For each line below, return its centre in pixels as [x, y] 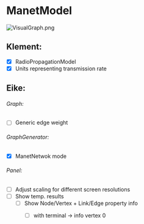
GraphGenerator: [28, 137]
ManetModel [39, 11]
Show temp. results [39, 196]
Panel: [14, 170]
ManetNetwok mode [41, 156]
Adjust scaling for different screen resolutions [73, 189]
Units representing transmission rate [61, 69]
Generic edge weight [41, 122]
